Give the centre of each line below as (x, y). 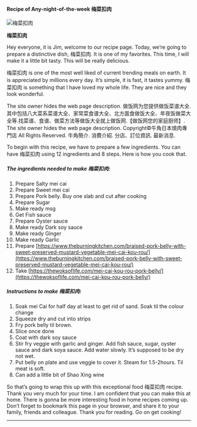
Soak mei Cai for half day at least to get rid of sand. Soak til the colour (99, 306)
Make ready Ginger (38, 234)
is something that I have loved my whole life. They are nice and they (105, 87)
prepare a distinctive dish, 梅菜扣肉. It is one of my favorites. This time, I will (98, 54)
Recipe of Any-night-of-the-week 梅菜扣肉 (59, 9)
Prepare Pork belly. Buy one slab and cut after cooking (81, 196)
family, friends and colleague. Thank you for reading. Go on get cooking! (94, 412)
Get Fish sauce (33, 215)
